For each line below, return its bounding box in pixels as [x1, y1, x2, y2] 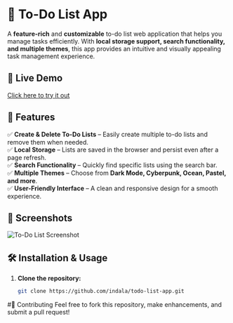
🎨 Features [7, 112, 55, 124]
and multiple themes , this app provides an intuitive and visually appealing [7, 44, 221, 53]
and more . [7, 176, 38, 185]
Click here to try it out [7, 91, 70, 99]
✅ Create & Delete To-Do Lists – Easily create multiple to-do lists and [7, 130, 208, 138]
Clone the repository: [17, 274, 81, 283]
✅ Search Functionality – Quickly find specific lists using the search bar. [7, 161, 218, 169]
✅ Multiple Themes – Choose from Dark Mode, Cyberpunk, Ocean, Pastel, [7, 169, 227, 177]
